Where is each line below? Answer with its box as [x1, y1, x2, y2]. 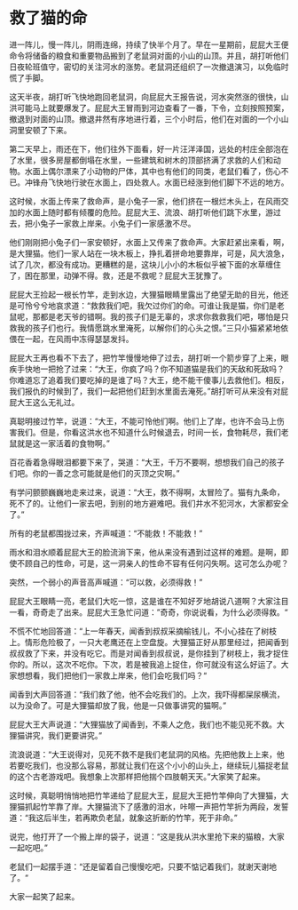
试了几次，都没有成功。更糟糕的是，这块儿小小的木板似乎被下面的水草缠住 [9, 259, 281, 269]
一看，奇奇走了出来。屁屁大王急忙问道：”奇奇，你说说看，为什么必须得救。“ [9, 606, 288, 618]
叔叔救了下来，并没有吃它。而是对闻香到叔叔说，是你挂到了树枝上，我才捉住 [9, 648, 289, 659]
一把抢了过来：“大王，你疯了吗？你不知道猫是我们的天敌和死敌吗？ [39, 363, 286, 374]
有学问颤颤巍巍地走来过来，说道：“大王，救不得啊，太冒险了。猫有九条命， [9, 486, 286, 498]
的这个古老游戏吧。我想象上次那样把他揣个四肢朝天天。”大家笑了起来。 [9, 770, 266, 782]
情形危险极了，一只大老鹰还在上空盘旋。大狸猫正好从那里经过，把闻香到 [24, 636, 289, 647]
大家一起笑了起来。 [9, 890, 80, 902]
